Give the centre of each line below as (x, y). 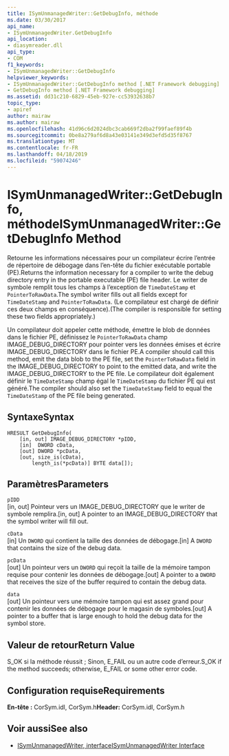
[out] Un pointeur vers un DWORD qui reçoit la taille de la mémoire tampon (109, 567)
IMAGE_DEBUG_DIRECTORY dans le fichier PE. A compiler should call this (111, 351)
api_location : (28, 39)
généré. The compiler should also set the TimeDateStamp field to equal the (110, 388)
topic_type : (24, 103)
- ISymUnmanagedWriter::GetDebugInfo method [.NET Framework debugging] (113, 84)
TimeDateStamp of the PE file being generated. (71, 395)
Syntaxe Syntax (41, 417)
